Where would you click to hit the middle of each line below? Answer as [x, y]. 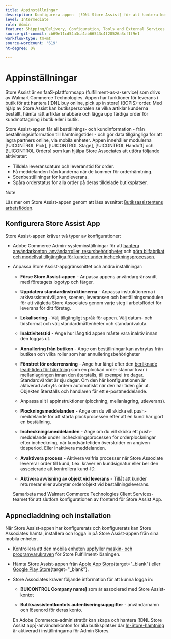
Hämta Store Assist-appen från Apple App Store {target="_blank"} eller [87, 564]
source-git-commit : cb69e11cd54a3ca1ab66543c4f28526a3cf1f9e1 [73, 34]
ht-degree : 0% [20, 48]
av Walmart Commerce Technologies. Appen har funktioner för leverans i [82, 97]
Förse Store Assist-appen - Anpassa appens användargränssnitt [88, 277]
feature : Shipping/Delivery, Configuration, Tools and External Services [85, 29]
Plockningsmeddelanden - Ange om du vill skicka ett [77, 411]
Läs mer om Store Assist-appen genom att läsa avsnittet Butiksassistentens [84, 202]
